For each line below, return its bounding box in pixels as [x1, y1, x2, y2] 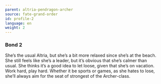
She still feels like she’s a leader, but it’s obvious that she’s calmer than [5, 58, 147, 63]
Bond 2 [5, 42, 23, 48]
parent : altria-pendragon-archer [5, 7, 73, 12]
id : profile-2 [5, 16, 34, 21]
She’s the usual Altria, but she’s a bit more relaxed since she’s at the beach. [5, 52, 157, 59]
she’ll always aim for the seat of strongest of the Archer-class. [5, 73, 131, 79]
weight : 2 [5, 25, 25, 30]
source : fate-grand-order [5, 12, 58, 17]
